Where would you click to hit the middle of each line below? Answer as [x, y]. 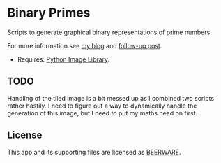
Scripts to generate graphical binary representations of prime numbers [109, 32]
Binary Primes [49, 13]
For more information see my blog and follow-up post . [85, 45]
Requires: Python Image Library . [63, 59]
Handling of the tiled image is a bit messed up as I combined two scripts [111, 98]
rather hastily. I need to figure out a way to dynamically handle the [102, 106]
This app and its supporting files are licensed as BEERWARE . [94, 152]
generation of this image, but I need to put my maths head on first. [102, 113]
